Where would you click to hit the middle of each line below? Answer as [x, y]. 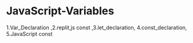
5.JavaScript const [29, 33]
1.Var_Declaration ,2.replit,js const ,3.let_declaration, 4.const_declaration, [97, 27]
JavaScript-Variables [60, 11]
